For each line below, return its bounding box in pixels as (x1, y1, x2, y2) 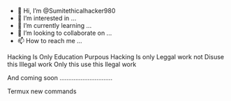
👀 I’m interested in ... (17, 14, 77, 22)
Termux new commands (7, 87, 77, 95)
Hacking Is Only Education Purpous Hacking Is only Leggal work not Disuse (7, 53, 225, 61)
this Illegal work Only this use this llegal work (7, 60, 137, 68)
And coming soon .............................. (7, 74, 113, 81)
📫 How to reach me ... (17, 37, 82, 45)
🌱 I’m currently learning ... (17, 22, 92, 29)
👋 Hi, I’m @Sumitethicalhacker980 (17, 7, 116, 15)
